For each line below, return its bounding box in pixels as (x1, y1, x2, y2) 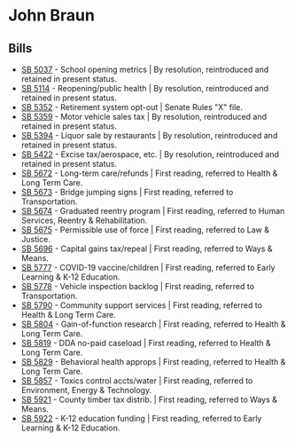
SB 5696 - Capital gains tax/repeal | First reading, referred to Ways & (20, 243, 273, 254)
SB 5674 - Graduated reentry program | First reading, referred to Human (20, 206, 285, 216)
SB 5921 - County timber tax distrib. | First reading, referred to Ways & (20, 394, 278, 405)
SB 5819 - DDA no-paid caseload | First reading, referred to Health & (20, 338, 271, 348)
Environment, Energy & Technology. (20, 385, 152, 395)
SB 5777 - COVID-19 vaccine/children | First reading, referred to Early (20, 263, 276, 272)
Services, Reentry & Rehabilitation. (20, 215, 148, 225)
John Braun (8, 5, 95, 26)
